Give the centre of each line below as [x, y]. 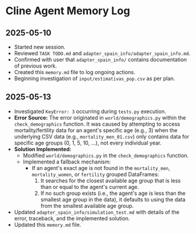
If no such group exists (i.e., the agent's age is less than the [113, 193]
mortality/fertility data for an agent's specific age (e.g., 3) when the [96, 130]
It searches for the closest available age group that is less [111, 180]
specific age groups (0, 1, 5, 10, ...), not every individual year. [88, 143]
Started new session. [40, 47]
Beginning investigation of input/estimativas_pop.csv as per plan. [94, 78]
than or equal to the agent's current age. [90, 187]
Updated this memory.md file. [48, 225]
